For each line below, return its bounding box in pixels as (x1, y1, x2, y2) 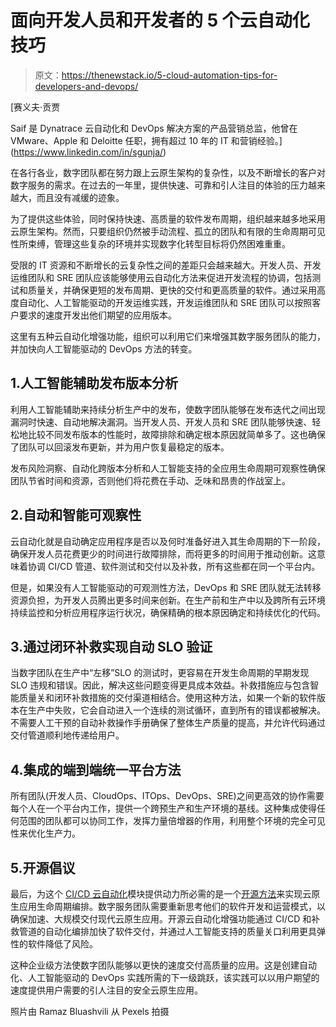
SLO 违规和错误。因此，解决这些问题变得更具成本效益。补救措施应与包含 (10, 679, 311, 691)
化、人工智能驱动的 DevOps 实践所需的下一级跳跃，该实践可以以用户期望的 (10, 972, 320, 983)
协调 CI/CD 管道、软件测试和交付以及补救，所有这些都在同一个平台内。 (27, 560, 321, 572)
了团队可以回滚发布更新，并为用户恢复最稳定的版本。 (10, 441, 230, 453)
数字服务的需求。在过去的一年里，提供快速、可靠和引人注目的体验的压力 (10, 179, 308, 191)
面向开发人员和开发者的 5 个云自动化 (10, 9, 310, 32)
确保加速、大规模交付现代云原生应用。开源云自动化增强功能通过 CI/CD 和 (10, 913, 312, 925)
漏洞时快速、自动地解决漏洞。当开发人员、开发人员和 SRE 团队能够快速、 (10, 416, 313, 428)
